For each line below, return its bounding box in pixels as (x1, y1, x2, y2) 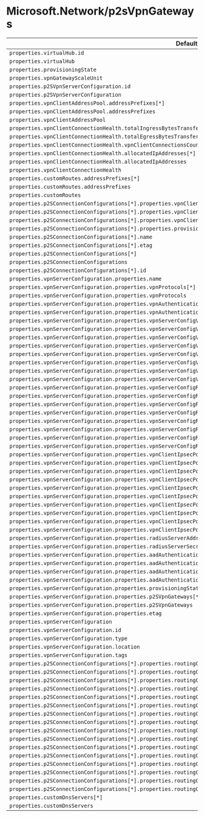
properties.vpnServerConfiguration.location (9, 643, 140, 650)
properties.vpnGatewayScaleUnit (9, 74, 103, 82)
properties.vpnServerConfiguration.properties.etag (9, 610, 162, 617)
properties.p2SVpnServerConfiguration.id (9, 83, 131, 89)
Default (175, 39, 198, 47)
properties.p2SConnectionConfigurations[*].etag (9, 242, 153, 249)
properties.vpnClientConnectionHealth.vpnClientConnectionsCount (9, 141, 202, 148)
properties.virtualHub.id (9, 49, 84, 56)
